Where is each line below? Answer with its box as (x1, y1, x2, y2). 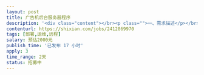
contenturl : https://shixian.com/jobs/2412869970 (6, 25, 135, 32)
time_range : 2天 (6, 54, 47, 60)
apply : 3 (6, 48, 29, 54)
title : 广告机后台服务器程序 (6, 15, 71, 21)
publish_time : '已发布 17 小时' (6, 43, 84, 49)
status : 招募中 (6, 59, 42, 65)
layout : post (6, 8, 39, 15)
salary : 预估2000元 (6, 37, 53, 43)
